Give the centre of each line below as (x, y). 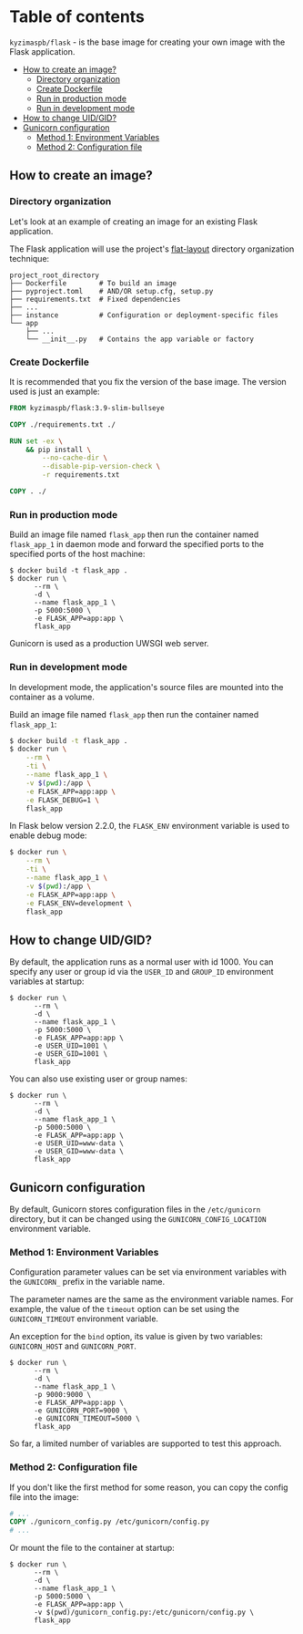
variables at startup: (47, 981)
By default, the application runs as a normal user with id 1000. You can (141, 962)
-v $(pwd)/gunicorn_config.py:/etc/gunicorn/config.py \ (144, 1613)
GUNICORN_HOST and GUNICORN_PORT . (73, 1346)
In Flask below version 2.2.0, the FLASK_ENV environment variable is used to (149, 826)
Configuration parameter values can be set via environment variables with (148, 1272)
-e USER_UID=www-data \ (79, 1143)
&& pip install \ (59, 450)
